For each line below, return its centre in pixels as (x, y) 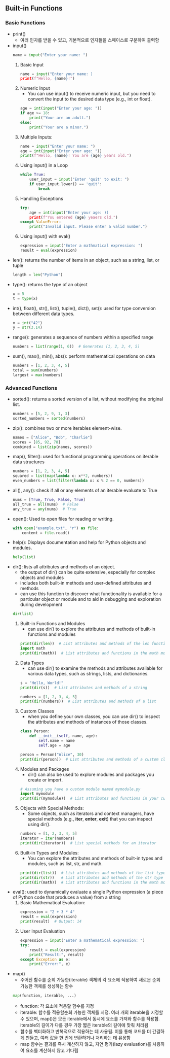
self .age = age (54, 745)
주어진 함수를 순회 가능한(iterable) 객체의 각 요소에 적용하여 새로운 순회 (90, 980)
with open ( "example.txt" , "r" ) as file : (56, 528)
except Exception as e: (45, 959)
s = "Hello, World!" (42, 683)
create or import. (45, 780)
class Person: (35, 731)
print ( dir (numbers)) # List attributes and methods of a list (88, 702)
